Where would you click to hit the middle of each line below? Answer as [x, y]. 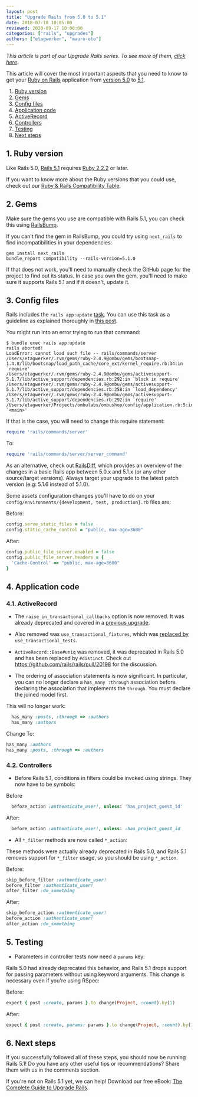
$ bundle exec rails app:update [46, 343]
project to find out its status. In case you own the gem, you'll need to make [97, 276]
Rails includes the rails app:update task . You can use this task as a [88, 315]
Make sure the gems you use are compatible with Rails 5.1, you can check [95, 218]
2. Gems [22, 204]
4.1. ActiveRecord [32, 603]
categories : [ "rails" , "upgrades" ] [50, 34]
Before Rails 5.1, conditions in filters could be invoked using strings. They [103, 778]
